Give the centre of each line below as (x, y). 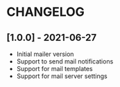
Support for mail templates (54, 69)
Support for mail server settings (62, 76)
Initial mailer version (45, 54)
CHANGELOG (45, 12)
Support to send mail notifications (65, 61)
